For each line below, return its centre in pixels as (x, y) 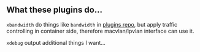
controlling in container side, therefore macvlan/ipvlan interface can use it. (100, 31)
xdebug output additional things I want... (56, 42)
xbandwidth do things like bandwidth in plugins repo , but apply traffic (92, 24)
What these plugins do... (55, 10)
